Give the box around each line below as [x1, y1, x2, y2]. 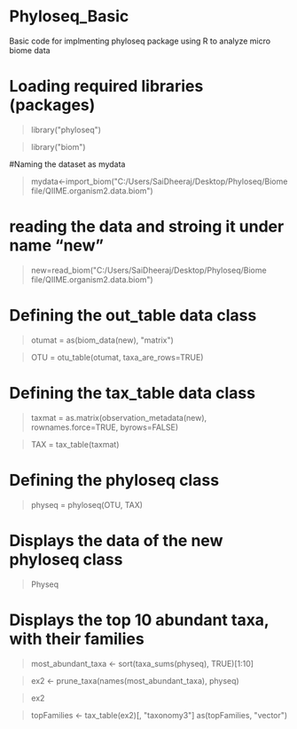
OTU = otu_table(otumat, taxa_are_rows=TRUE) [30, 352, 204, 362]
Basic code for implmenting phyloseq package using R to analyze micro [9, 36, 271, 46]
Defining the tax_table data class [9, 383, 255, 403]
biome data [9, 44, 51, 55]
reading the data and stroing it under [9, 217, 285, 237]
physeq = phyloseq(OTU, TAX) [30, 499, 144, 510]
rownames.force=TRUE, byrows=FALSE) [30, 422, 179, 432]
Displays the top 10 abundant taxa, [9, 610, 270, 630]
